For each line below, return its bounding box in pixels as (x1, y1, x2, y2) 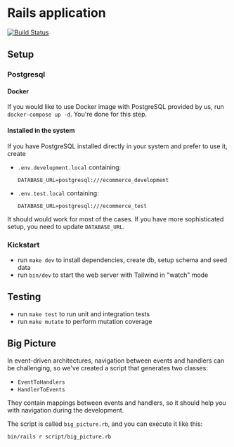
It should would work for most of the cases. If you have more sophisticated (7, 214, 224, 223)
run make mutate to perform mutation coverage (17, 317, 152, 325)
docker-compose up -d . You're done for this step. (7, 110, 148, 119)
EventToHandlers (17, 378, 65, 386)
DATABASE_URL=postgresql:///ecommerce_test (17, 202, 148, 209)
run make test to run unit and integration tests (17, 309, 150, 318)
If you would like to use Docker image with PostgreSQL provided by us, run (7, 103, 224, 111)
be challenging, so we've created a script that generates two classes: (7, 363, 209, 372)
